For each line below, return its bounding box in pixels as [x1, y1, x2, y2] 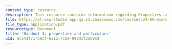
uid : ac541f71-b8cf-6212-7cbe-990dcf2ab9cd [5, 36, 100, 41]
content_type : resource [5, 7, 56, 13]
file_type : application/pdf [5, 21, 66, 27]
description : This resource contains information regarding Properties [5, 12, 161, 17]
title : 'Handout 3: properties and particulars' [5, 31, 111, 36]
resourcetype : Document [5, 27, 56, 32]
